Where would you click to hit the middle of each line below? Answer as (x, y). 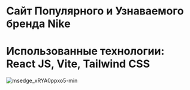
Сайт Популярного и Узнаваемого (95, 11)
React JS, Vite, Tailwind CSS (78, 64)
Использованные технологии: (85, 51)
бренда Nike (38, 24)
